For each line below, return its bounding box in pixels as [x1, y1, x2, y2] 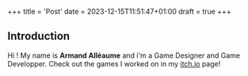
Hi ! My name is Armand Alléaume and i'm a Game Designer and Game [7, 51, 241, 60]
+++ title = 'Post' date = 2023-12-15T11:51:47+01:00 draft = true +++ [7, 7, 231, 16]
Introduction [7, 29, 71, 43]
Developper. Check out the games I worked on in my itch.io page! [7, 59, 221, 68]
